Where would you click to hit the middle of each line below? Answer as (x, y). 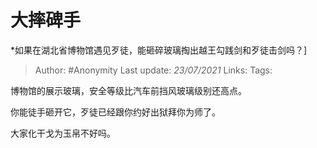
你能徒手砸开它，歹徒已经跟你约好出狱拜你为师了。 (115, 112)
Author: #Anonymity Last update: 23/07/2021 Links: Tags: (153, 70)
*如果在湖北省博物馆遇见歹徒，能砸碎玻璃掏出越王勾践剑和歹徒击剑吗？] (159, 50)
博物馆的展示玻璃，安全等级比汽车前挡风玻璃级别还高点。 (128, 90)
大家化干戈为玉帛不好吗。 (63, 133)
